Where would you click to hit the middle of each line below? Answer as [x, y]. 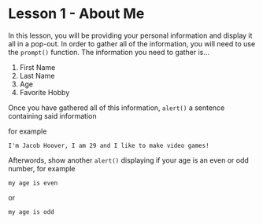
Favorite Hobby [44, 92]
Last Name [37, 75]
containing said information [52, 116]
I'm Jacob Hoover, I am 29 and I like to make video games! [109, 145]
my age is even [33, 183]
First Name [37, 67]
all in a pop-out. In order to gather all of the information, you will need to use [132, 43]
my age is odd [31, 212]
